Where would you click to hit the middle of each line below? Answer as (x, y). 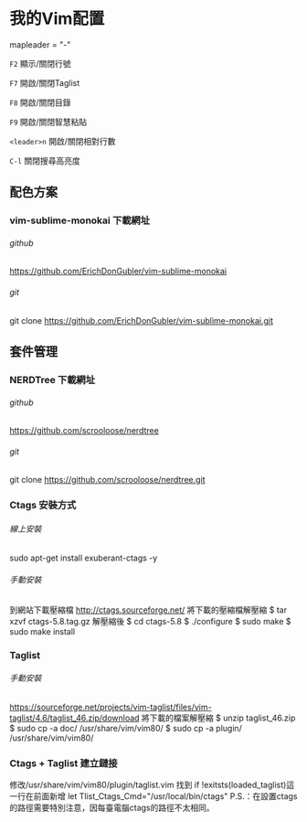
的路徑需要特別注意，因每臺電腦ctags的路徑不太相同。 (112, 808)
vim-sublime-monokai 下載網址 (80, 220)
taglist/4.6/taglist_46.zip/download (74, 718)
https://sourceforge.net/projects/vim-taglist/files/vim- (111, 707)
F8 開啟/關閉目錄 (40, 102)
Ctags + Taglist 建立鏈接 (64, 763)
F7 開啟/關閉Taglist (45, 82)
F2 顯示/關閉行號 (40, 63)
